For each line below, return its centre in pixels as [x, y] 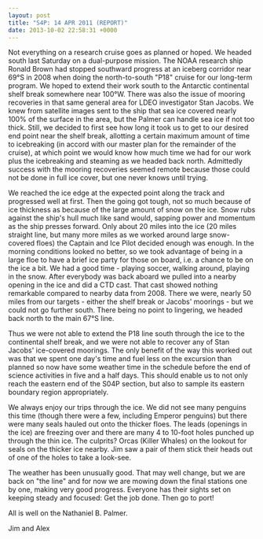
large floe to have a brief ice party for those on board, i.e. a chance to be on [131, 260]
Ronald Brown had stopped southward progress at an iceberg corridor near [130, 69]
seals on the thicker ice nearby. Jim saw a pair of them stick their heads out [130, 449]
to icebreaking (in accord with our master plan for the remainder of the [122, 144]
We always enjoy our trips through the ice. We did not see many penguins [127, 408]
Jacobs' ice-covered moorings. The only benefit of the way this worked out [130, 350]
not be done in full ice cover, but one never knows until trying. [108, 178]
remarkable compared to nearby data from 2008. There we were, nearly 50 [130, 293]
